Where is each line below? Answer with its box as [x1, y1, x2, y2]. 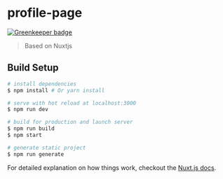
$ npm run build [7, 125, 55, 132]
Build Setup [7, 62, 59, 74]
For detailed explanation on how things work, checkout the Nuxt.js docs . [7, 163, 217, 172]
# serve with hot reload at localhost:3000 [7, 99, 137, 106]
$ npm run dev [7, 106, 49, 113]
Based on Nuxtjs [24, 41, 72, 50]
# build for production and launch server [7, 119, 133, 126]
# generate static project [7, 144, 86, 151]
